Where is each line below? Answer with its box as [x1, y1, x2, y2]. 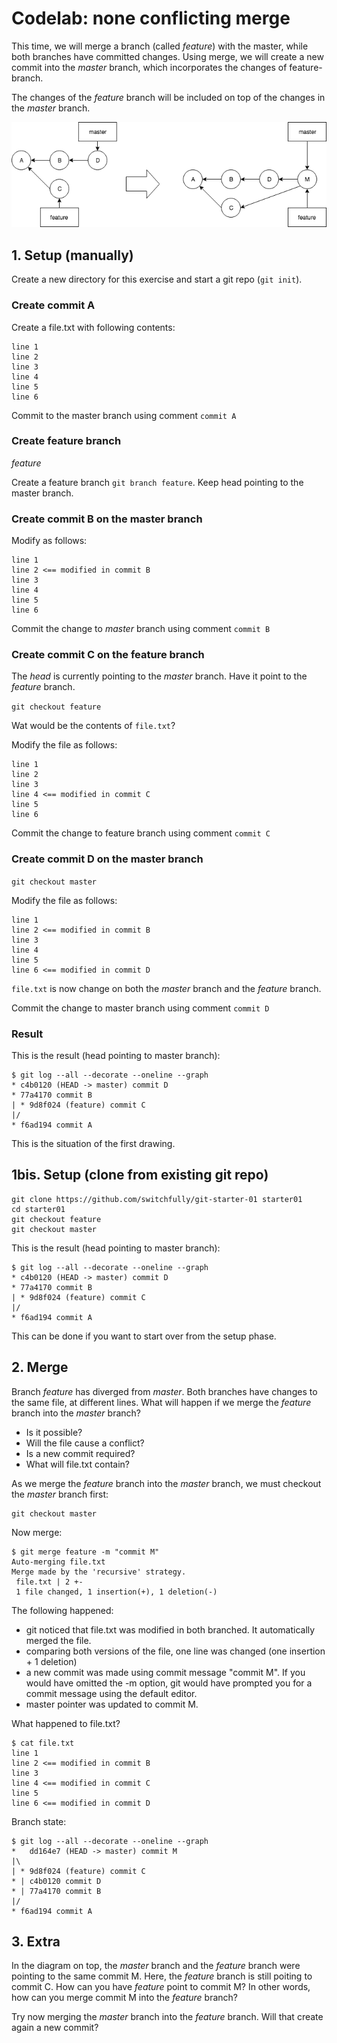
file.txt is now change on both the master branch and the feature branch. [11, 982, 322, 994]
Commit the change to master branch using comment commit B [11, 623, 271, 635]
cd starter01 [11, 1204, 66, 1214]
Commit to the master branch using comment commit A [11, 409, 237, 421]
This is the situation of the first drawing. [11, 1138, 176, 1150]
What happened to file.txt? [11, 1717, 121, 1729]
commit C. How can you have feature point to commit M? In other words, [11, 1981, 311, 1993]
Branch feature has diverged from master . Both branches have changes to [11, 1385, 318, 1397]
